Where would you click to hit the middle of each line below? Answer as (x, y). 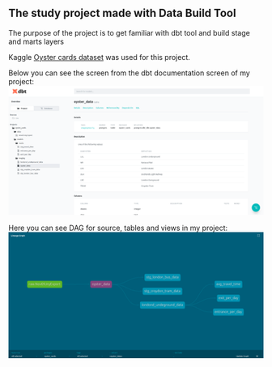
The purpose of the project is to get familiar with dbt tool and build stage (130, 32)
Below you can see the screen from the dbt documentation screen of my (130, 73)
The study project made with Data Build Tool (122, 13)
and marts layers (36, 41)
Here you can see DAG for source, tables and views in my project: (118, 228)
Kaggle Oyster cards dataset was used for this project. (99, 57)
